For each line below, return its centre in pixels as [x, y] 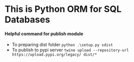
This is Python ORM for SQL [63, 9]
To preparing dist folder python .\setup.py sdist [62, 45]
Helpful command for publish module [44, 34]
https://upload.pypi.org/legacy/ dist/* [54, 55]
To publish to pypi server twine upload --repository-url [70, 50]
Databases [27, 20]
